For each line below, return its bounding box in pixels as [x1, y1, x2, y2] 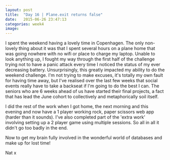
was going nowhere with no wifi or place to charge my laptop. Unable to [5, 51, 155, 57]
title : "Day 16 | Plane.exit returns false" [5, 12, 103, 17]
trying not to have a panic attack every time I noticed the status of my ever [5, 62, 160, 68]
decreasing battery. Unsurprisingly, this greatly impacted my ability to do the [5, 67, 165, 73]
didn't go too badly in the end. [5, 125, 68, 131]
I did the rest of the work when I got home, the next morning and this [5, 103, 149, 110]
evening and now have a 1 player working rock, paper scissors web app [5, 109, 154, 115]
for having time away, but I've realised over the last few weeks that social [5, 78, 158, 84]
